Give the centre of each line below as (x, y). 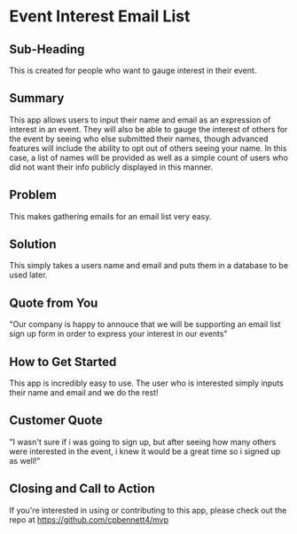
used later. (28, 275)
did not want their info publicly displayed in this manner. (111, 167)
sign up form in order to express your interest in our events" (118, 334)
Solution (33, 245)
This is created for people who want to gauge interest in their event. (133, 70)
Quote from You (54, 303)
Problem (33, 195)
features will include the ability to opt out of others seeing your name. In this (148, 147)
